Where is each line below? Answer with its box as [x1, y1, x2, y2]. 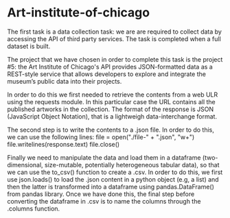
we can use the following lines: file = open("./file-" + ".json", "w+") [7, 132, 195, 141]
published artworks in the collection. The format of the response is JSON [7, 105, 214, 113]
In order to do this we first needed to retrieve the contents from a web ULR [7, 90, 218, 99]
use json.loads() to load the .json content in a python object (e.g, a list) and [7, 175, 219, 183]
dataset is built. [7, 42, 51, 50]
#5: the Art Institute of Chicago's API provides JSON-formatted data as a [7, 62, 213, 71]
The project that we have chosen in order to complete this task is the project [7, 55, 223, 63]
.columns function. [7, 204, 60, 213]
